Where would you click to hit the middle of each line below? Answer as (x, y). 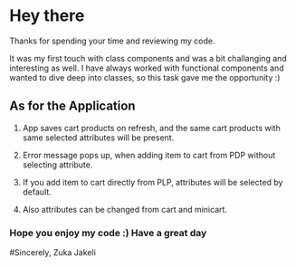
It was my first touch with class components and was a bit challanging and (148, 58)
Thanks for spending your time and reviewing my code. (112, 41)
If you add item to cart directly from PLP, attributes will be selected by (153, 182)
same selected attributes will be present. (98, 138)
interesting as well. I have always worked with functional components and (147, 68)
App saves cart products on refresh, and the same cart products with (151, 128)
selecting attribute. (57, 165)
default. (37, 192)
